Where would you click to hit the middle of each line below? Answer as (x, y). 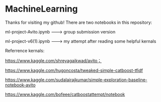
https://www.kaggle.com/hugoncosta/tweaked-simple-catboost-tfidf (74, 70)
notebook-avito (20, 85)
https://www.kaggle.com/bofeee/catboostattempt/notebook (65, 94)
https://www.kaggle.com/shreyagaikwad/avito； (54, 60)
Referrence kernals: (25, 51)
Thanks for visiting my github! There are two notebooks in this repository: (79, 22)
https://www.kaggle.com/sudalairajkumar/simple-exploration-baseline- (76, 80)
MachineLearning (41, 9)
